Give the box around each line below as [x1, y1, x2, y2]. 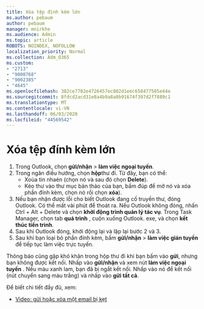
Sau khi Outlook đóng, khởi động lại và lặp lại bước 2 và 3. [15, 228, 161, 235]
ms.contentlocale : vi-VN [6, 105, 70, 112]
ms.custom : [6, 60, 34, 66]
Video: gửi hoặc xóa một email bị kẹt [15, 296, 107, 303]
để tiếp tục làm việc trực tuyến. [15, 241, 94, 248]
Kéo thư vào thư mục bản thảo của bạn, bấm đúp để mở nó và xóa [24, 182, 191, 190]
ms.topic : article [6, 37, 53, 43]
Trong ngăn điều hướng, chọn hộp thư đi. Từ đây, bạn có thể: [15, 169, 167, 177]
